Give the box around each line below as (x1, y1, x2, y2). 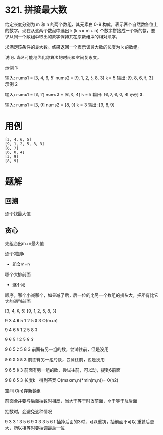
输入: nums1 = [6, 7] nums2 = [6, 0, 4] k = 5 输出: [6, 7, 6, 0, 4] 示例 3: (5, 91, 144, 97)
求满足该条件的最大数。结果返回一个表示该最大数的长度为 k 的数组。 (5, 44, 142, 50)
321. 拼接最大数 (5, 4, 67, 16)
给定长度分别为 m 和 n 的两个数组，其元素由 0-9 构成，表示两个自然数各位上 (5, 21, 158, 27)
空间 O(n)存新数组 (5, 388, 41, 394)
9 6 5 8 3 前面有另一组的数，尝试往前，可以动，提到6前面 (5, 367, 121, 373)
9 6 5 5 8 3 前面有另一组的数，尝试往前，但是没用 (5, 357, 105, 362)
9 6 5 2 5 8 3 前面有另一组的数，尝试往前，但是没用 (5, 346, 109, 352)
